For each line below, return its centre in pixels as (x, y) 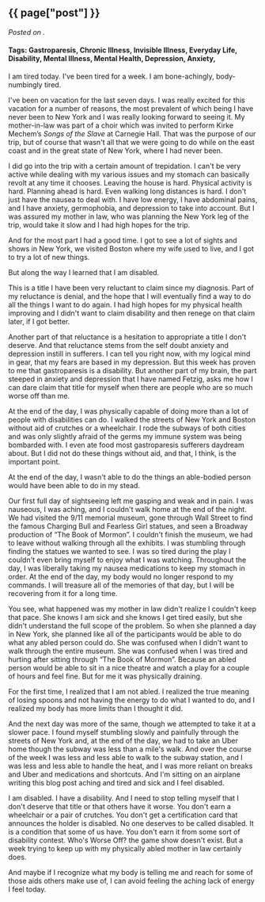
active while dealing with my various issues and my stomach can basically (129, 174)
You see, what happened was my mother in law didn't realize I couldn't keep (132, 609)
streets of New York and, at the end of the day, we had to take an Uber (123, 741)
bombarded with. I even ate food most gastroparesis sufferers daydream (126, 445)
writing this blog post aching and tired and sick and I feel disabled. (116, 783)
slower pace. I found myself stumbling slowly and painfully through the (123, 732)
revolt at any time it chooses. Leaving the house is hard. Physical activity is (130, 183)
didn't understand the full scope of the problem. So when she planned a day (132, 626)
